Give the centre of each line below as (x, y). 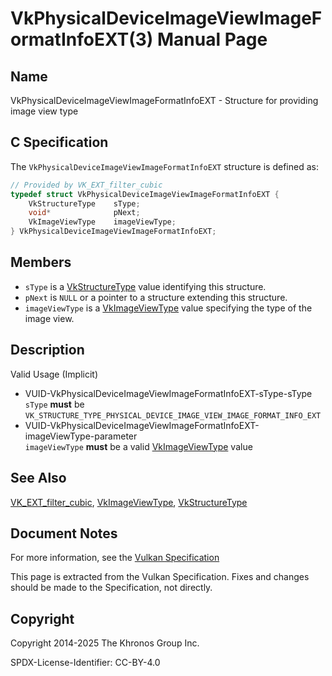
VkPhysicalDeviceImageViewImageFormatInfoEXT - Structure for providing (164, 100)
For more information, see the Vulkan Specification (115, 558)
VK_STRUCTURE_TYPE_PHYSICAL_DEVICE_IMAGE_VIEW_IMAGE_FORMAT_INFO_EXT (173, 415)
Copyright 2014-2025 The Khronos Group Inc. (105, 643)
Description (47, 350)
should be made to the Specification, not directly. (111, 588)
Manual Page (212, 39)
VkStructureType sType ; (84, 203)
